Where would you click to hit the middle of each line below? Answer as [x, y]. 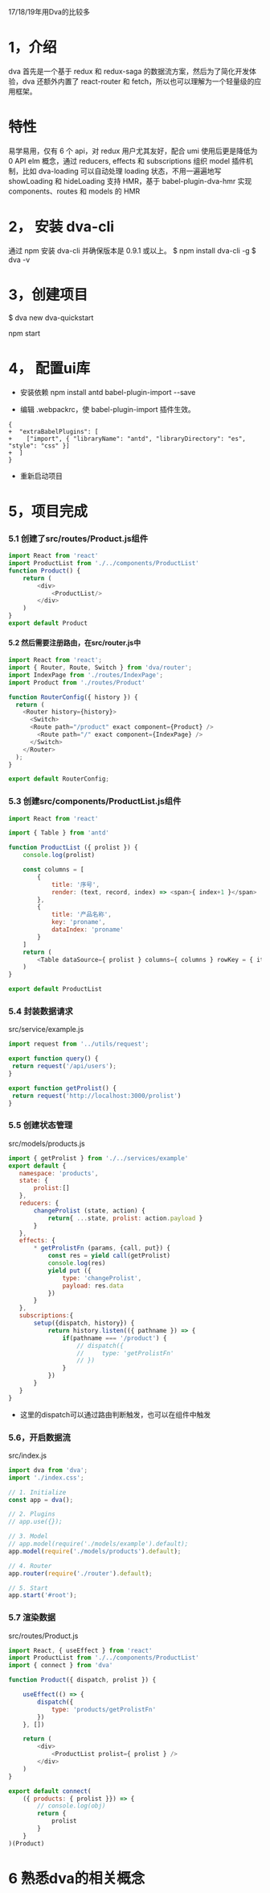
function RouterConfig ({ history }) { [73, 697]
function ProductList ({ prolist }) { [73, 848]
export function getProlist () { [62, 1088]
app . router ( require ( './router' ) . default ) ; [80, 1573]
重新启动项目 [41, 476]
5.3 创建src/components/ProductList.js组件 [95, 801]
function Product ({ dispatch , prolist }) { [82, 1680]
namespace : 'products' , [59, 1173]
